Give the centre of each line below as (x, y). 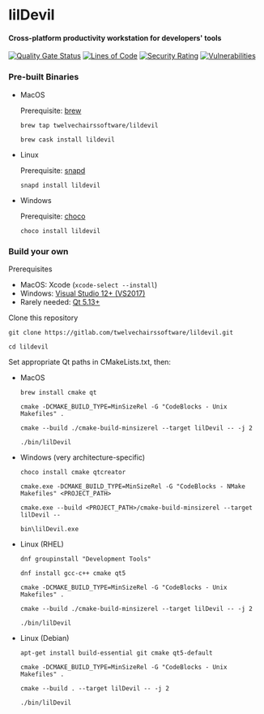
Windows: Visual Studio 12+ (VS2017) (83, 293)
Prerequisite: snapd (53, 170)
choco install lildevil (60, 231)
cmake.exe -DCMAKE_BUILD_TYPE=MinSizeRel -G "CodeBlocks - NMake (132, 486)
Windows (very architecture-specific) (83, 457)
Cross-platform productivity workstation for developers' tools (115, 37)
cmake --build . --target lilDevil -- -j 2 (95, 688)
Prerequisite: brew (51, 110)
